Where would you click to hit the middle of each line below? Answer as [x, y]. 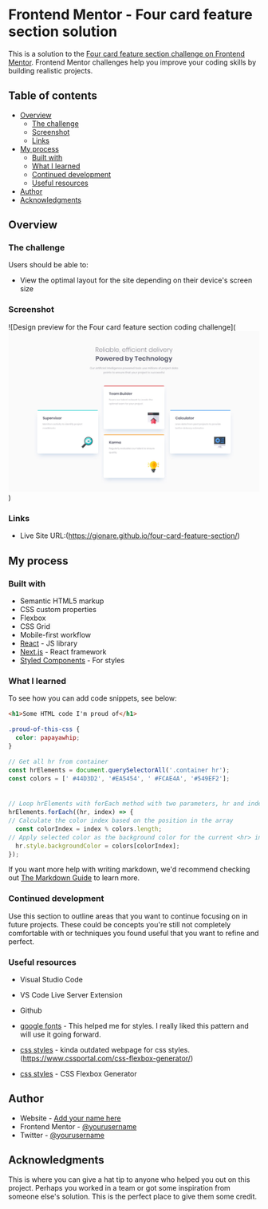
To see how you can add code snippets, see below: [93, 698]
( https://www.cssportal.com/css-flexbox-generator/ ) [106, 1058]
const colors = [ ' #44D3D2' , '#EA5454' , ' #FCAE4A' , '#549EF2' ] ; [119, 778]
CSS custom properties [58, 610]
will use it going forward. [60, 1034]
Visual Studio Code [51, 979]
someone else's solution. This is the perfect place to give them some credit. [133, 1196]
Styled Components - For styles [72, 661]
